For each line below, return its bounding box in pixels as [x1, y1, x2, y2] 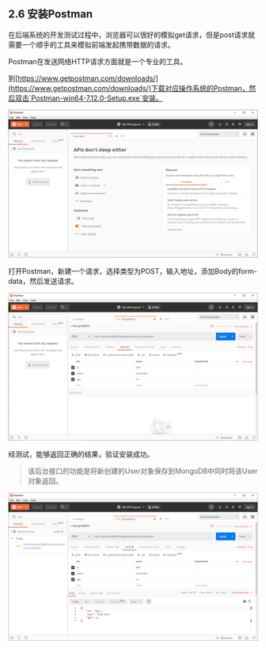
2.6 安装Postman [8, 7, 93, 21]
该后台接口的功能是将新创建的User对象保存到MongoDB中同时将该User [27, 466, 258, 476]
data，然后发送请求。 [8, 276, 78, 286]
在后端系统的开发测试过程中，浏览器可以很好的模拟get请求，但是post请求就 [8, 30, 256, 40]
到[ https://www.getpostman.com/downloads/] [8, 74, 158, 83]
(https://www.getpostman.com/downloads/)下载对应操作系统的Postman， [8, 83, 249, 93]
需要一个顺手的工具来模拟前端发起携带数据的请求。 [8, 40, 175, 49]
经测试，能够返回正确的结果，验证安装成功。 [8, 449, 154, 459]
